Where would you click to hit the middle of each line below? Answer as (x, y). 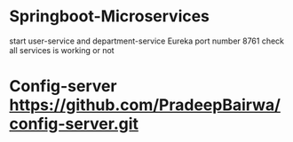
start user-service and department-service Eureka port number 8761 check (147, 41)
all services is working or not (62, 50)
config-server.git (74, 124)
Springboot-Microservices (110, 16)
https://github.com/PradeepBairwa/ (145, 105)
